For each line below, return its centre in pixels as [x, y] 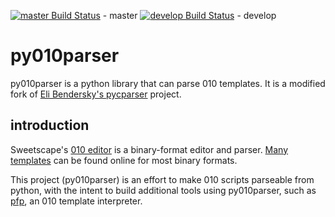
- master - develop [189, 15]
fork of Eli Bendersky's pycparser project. [96, 94]
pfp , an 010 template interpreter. [76, 201]
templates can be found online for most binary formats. [124, 160]
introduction [50, 125]
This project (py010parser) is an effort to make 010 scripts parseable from [162, 179]
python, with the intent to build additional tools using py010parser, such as [163, 190]
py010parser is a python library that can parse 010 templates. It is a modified [168, 83]
